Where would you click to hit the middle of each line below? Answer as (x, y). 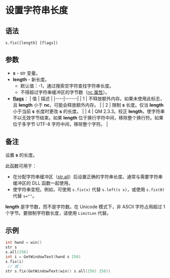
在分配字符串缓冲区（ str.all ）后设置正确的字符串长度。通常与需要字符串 (88, 176)
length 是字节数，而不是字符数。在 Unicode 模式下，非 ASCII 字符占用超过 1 (85, 207)
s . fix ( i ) (15, 261)
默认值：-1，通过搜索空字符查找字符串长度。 (67, 86)
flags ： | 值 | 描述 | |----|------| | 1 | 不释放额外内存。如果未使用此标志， (89, 98)
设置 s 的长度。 (21, 155)
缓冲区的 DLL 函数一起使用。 (43, 183)
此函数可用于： (21, 166)
